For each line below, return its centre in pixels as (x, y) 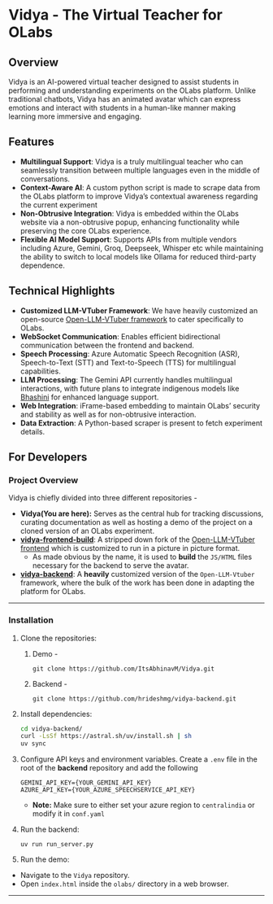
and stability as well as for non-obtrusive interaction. (108, 414)
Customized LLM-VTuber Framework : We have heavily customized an (139, 310)
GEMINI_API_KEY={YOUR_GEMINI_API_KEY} (86, 783)
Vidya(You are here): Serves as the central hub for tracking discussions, (142, 513)
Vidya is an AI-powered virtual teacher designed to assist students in (124, 82)
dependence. (42, 265)
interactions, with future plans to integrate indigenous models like (130, 388)
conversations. (45, 179)
